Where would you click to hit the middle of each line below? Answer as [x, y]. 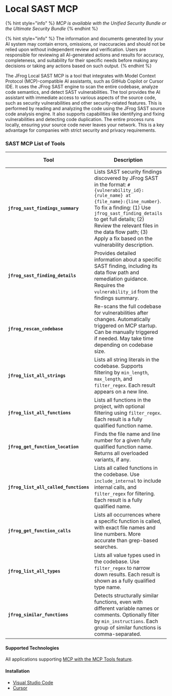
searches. [106, 547]
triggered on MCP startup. [125, 326]
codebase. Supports [119, 366]
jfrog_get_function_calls [39, 531]
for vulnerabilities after [121, 313]
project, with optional [119, 407]
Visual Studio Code [33, 682]
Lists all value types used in [127, 555]
